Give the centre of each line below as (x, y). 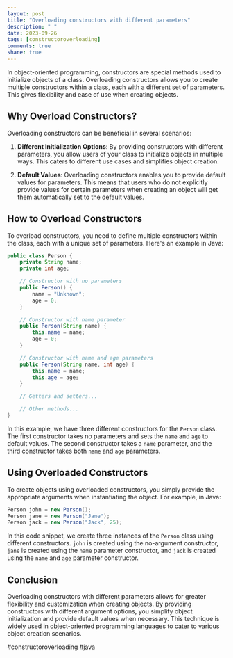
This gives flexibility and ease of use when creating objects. (93, 94)
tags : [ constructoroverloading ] (54, 40)
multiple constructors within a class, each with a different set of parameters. (116, 87)
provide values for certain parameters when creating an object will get (118, 189)
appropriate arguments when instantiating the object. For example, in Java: (114, 497)
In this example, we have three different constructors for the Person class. (112, 428)
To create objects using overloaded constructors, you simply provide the (111, 489)
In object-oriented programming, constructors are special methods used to (114, 72)
